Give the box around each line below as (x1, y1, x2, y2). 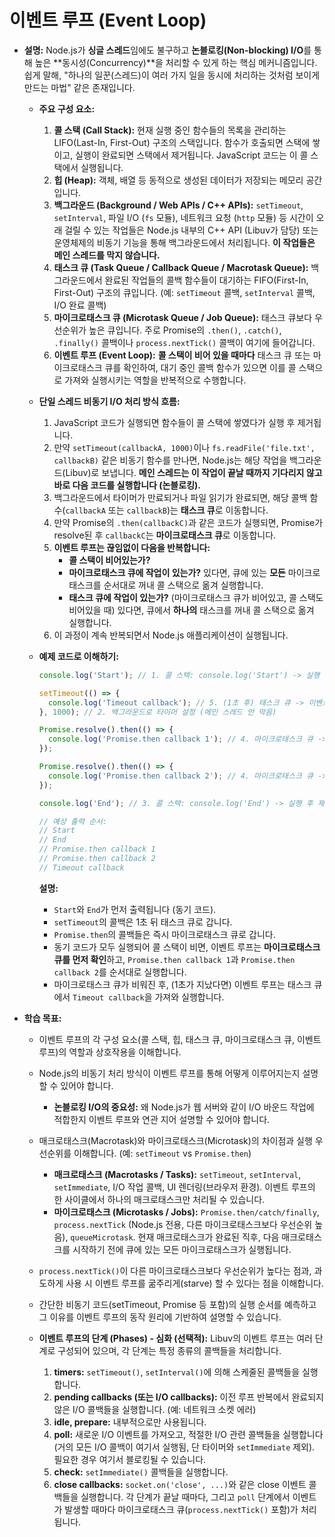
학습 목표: (23, 1012, 62, 1024)
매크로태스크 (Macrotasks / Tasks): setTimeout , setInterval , (53, 1168, 302, 1180)
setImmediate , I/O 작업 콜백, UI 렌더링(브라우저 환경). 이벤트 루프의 (53, 1181, 316, 1193)
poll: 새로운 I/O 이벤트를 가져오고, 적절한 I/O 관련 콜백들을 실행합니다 (53, 1428, 324, 1440)
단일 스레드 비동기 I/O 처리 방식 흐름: (38, 395, 181, 407)
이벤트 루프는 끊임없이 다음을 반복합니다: (53, 541, 211, 553)
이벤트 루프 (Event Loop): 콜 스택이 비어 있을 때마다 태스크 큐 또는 (53, 349, 311, 361)
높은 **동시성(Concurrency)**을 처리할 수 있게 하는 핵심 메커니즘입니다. (34, 56, 318, 68)
